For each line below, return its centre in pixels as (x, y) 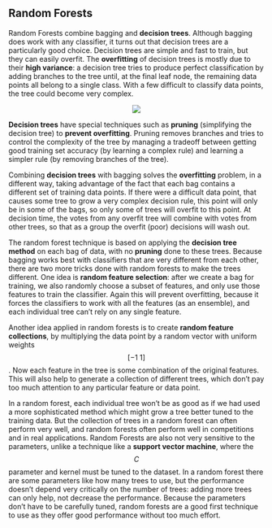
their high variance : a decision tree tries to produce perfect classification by (136, 68)
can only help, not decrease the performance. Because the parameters (127, 497)
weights (22, 344)
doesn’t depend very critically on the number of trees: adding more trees (130, 489)
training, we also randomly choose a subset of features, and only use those (134, 286)
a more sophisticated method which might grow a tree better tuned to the (131, 412)
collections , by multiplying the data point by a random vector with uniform (133, 336)
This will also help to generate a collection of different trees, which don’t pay (136, 378)
